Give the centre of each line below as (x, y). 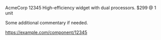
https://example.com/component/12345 (46, 32)
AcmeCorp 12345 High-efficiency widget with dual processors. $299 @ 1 (81, 8)
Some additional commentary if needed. (47, 23)
